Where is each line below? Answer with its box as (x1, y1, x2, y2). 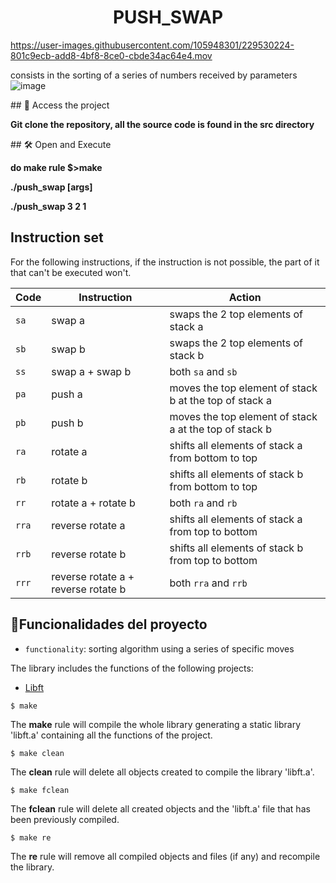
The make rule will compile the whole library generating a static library (10, 718, 302, 730)
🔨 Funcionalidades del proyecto (10, 616, 208, 633)
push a (51, 387, 83, 401)
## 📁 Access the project (10, 99, 110, 111)
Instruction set (10, 229, 104, 246)
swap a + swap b (51, 364, 132, 378)
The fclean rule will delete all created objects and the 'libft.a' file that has (10, 802, 311, 815)
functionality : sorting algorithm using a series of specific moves (24, 642, 295, 655)
